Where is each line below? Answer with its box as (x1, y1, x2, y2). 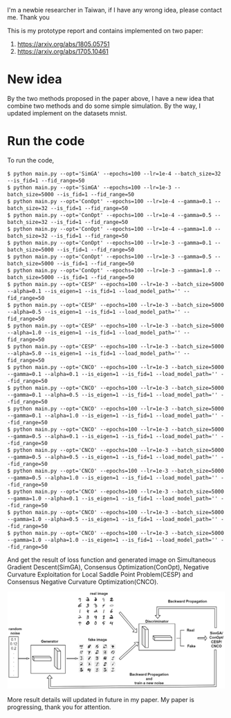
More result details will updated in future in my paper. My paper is (7, 695, 195, 703)
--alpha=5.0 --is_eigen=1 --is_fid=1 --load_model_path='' (7, 350, 181, 357)
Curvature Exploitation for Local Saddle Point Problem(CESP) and (7, 570, 194, 578)
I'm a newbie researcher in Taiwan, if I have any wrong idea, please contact (7, 6, 223, 14)
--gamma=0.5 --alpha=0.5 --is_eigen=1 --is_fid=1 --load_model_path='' (7, 453, 218, 460)
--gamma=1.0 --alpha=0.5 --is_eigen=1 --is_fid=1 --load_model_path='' (7, 516, 218, 522)
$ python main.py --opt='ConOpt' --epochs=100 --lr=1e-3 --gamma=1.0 (7, 267, 212, 274)
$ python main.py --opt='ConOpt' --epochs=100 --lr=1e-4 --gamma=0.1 (7, 198, 212, 205)
